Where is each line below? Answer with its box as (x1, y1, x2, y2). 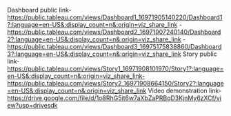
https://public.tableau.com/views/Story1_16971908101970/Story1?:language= (7, 65, 224, 72)
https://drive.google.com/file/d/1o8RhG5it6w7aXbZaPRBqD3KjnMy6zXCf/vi (7, 94, 222, 102)
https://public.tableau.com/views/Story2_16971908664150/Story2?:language (7, 79, 224, 87)
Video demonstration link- (148, 86, 222, 95)
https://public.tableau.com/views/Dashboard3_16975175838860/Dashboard (7, 43, 222, 50)
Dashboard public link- (7, 6, 72, 14)
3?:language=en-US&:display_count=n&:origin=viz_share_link (7, 50, 181, 58)
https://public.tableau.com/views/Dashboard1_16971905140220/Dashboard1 (7, 13, 223, 21)
